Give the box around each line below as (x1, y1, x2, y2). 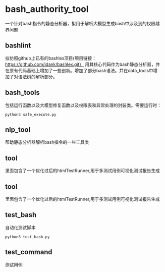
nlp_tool (5, 125, 31, 134)
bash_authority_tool (5, 3, 89, 15)
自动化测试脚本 (5, 224, 36, 230)
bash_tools (5, 88, 40, 97)
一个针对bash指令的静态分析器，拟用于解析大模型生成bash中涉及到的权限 (5, 20, 156, 26)
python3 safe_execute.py (5, 112, 56, 117)
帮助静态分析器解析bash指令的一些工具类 (5, 139, 89, 145)
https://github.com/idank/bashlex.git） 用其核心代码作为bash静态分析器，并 (5, 61, 160, 67)
